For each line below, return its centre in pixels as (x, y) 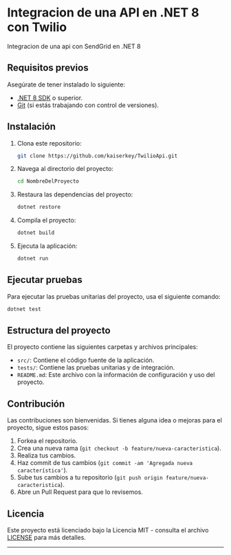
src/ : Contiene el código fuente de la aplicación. (86, 360)
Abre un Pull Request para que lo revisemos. (80, 492)
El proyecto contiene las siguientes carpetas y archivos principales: (102, 347)
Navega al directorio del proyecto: (65, 169)
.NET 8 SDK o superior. (50, 98)
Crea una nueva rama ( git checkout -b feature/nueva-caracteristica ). (119, 449)
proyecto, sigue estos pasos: (48, 428)
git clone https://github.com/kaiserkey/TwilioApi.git (97, 156)
